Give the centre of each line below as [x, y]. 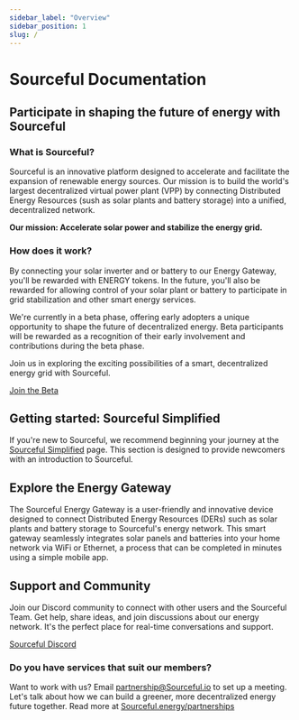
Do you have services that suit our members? [110, 667]
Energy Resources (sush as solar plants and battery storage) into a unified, [148, 200]
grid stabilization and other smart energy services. [103, 300]
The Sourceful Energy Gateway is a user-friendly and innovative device [141, 510]
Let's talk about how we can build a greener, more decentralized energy [143, 697]
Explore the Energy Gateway [91, 488]
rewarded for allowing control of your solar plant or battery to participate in [148, 290]
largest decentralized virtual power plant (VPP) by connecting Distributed [145, 191]
